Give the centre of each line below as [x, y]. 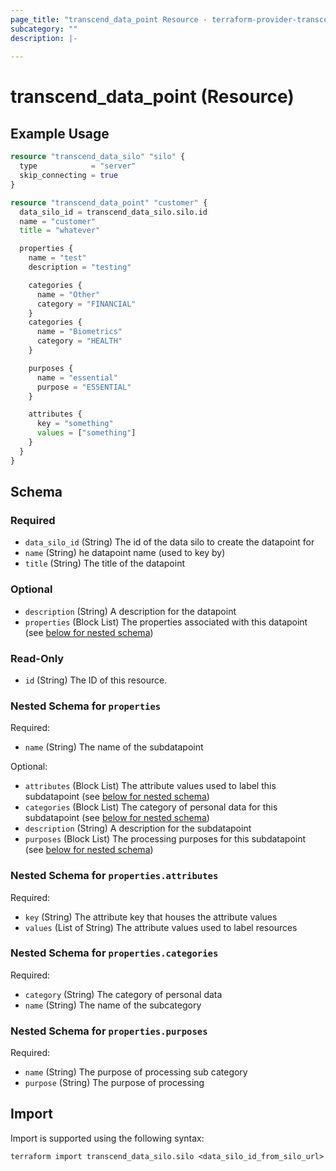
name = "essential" [77, 377]
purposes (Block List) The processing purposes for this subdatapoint [165, 839]
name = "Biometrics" [79, 332]
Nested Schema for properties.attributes [114, 876]
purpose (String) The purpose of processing [114, 1083]
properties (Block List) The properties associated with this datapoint [166, 622]
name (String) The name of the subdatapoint [114, 747]
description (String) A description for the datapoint [130, 611]
